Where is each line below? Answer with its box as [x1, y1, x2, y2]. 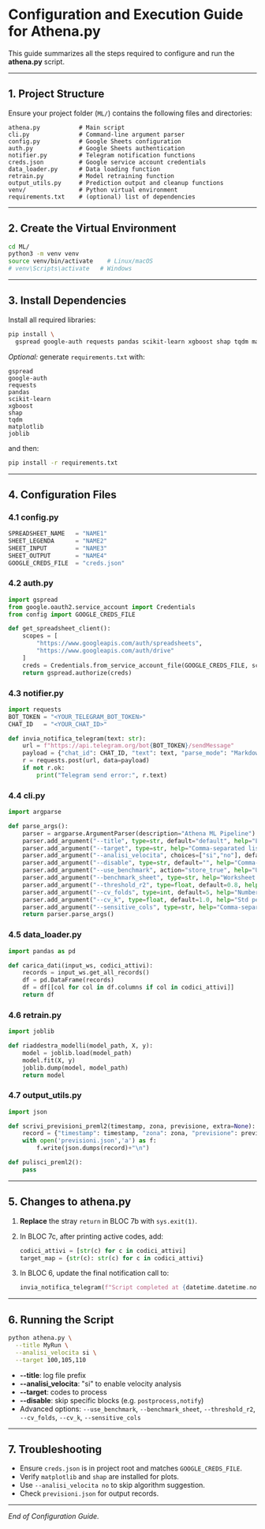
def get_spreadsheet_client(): [8, 625, 111, 633]
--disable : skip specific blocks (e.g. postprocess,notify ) [19, 1395, 204, 1405]
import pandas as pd [8, 947, 77, 955]
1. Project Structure [8, 87, 105, 100]
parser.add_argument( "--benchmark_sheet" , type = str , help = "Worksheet [22, 874, 256, 882]
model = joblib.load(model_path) [22, 1049, 132, 1057]
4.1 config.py [8, 512, 59, 523]
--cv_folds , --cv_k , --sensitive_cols [19, 1412, 141, 1421]
